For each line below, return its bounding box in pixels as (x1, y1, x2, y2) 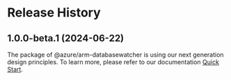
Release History (7, 5, 101, 21)
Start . (7, 66, 23, 73)
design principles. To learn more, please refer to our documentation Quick (7, 58, 219, 66)
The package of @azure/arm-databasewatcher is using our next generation (7, 50, 224, 59)
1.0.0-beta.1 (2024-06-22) (7, 32, 125, 44)
